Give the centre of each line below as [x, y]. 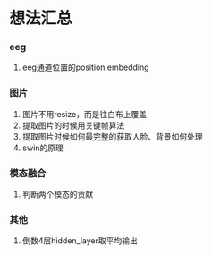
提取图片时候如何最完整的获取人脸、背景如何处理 [112, 136]
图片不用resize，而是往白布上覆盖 [85, 114]
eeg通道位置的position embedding [85, 67]
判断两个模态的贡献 [58, 194]
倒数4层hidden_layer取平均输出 [80, 241]
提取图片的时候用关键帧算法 [73, 125]
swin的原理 [43, 148]
